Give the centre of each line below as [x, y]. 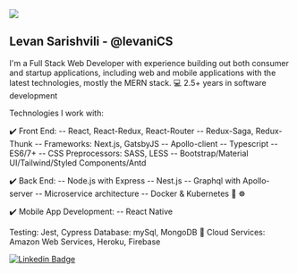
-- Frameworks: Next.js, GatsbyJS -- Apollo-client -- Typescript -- [157, 143]
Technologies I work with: [57, 113]
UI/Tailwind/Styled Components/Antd [78, 162]
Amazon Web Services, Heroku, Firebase [85, 242]
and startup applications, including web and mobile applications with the [143, 73]
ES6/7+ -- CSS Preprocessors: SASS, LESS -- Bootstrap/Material [129, 153]
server [21, 193]
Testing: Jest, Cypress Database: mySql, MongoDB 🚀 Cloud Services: [137, 232]
